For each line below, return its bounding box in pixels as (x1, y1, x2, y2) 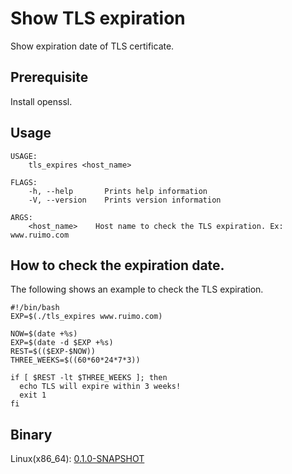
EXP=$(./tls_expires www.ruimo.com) (10, 312, 163, 322)
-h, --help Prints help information (28, 186, 208, 196)
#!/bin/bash (10, 303, 60, 313)
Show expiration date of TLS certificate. (10, 40, 175, 52)
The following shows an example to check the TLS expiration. (10, 283, 264, 296)
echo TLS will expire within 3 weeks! (19, 382, 182, 392)
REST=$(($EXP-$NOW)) (10, 347, 97, 357)
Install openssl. (10, 95, 73, 107)
